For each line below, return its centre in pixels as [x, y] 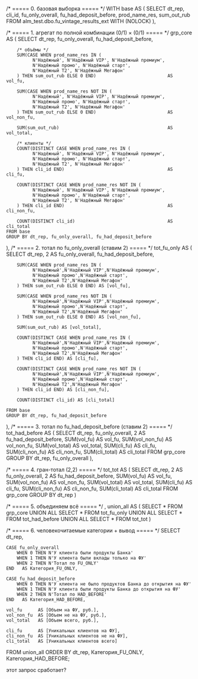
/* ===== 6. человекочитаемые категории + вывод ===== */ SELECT [93, 530]
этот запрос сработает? [36, 670]
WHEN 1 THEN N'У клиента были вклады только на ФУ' [82, 558]
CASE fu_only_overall [33, 548]
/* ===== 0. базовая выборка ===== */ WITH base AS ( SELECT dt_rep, [95, 9]
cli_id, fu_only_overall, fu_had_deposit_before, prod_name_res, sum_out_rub [98, 15]
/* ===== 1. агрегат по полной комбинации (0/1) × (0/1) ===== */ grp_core [99, 33]
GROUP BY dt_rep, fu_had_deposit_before [57, 415]
